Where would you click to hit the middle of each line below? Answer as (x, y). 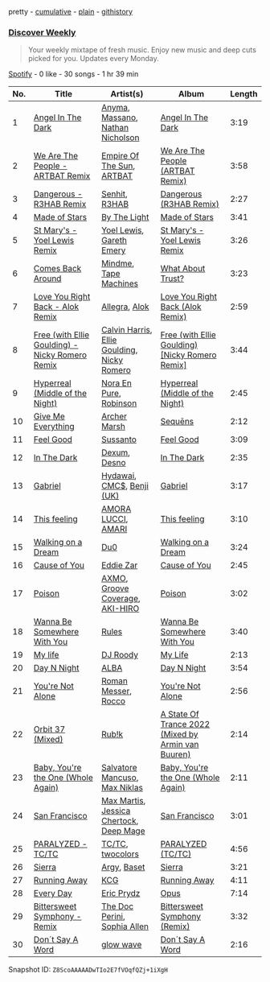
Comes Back (57, 269)
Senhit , (115, 194)
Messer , (117, 691)
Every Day (53, 893)
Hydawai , (119, 476)
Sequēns (177, 422)
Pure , (112, 394)
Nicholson (121, 138)
